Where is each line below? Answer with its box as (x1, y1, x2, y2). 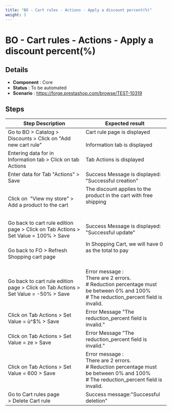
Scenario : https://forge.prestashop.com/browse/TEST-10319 (12, 90, 142, 96)
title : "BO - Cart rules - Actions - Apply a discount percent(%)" (5, 7, 153, 13)
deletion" (85, 397, 107, 404)
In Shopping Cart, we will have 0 (85, 241, 163, 248)
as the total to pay (85, 247, 129, 254)
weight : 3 (5, 12, 27, 17)
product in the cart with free (85, 192, 153, 199)
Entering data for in (8, 149, 54, 157)
